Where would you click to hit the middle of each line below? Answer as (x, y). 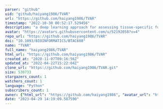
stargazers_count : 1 (26, 77)
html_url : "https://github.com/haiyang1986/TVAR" (56, 54)
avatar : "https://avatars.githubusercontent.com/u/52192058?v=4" (72, 32)
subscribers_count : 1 (27, 90)
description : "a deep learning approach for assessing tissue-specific (79, 27)
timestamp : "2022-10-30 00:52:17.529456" (48, 23)
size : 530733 (18, 72)
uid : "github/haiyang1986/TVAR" (38, 14)
